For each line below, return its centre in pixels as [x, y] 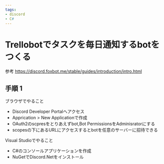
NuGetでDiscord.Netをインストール [48, 157]
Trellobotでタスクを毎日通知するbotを [82, 44]
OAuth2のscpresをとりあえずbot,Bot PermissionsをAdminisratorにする [84, 124]
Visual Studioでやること [29, 140]
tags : [11, 10]
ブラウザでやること [25, 101]
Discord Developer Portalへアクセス [48, 111]
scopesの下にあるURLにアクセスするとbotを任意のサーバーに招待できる [85, 130]
